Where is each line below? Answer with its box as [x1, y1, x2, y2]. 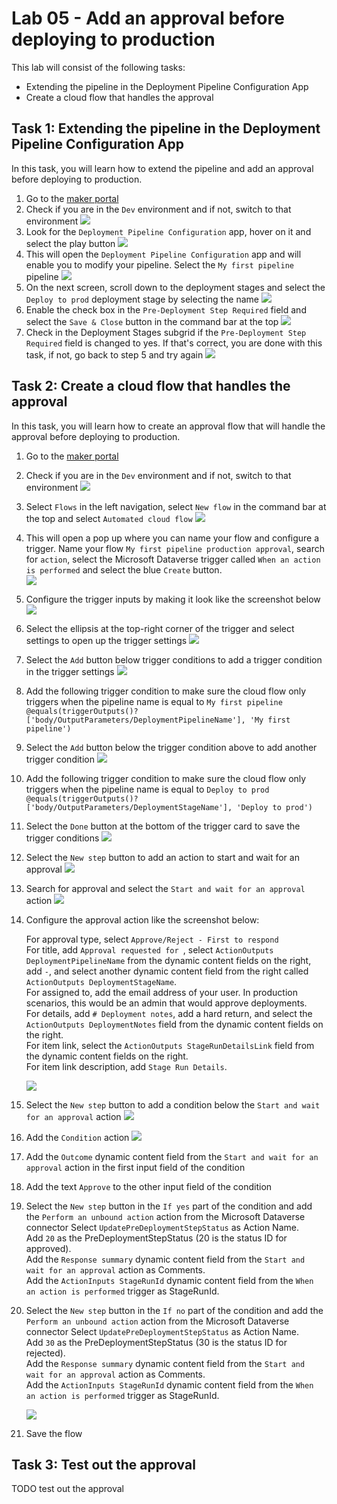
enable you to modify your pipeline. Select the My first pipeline [25, 258, 294, 271]
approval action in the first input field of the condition [25, 1161, 246, 1173]
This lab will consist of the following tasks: [11, 61, 186, 73]
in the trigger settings [25, 665, 115, 677]
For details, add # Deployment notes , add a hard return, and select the [25, 1007, 313, 1019]
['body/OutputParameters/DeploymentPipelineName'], [25, 715, 246, 725]
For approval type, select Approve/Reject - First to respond [25, 933, 279, 945]
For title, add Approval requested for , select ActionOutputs [25, 943, 274, 956]
